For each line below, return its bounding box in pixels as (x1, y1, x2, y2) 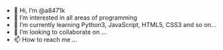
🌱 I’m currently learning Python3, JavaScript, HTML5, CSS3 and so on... (13, 21, 217, 28)
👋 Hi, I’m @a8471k (13, 7, 65, 14)
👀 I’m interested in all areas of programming (13, 14, 137, 22)
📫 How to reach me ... (13, 36, 78, 43)
